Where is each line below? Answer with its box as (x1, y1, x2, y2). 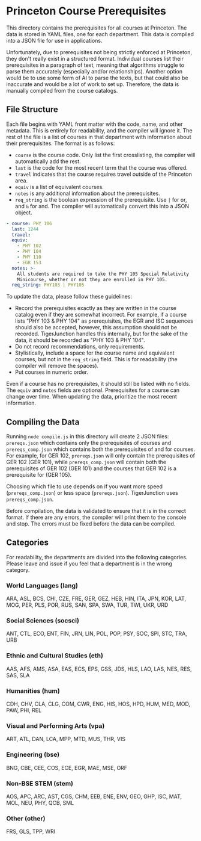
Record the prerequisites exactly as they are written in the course (14, 305, 177, 312)
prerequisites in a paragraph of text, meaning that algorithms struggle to (6, 61, 185, 69)
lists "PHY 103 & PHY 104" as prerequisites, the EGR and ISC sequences (14, 317, 193, 324)
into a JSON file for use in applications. (6, 37, 103, 44)
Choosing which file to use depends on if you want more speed (6, 483, 163, 490)
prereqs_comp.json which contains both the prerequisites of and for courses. (6, 445, 196, 453)
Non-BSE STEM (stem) (6, 779, 74, 787)
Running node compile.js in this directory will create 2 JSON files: (6, 433, 169, 440)
